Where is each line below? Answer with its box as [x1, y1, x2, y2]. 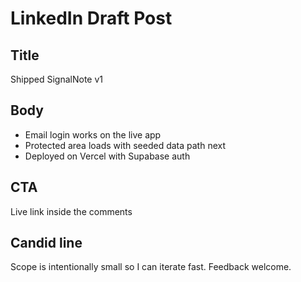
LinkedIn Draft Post [10, 7, 173, 30]
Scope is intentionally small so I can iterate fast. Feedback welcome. [10, 261, 292, 273]
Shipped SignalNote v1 [10, 73, 103, 85]
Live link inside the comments [10, 205, 133, 217]
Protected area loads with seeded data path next [24, 139, 227, 151]
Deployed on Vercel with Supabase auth [24, 150, 191, 162]
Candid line [10, 235, 83, 252]
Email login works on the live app [24, 128, 162, 141]
